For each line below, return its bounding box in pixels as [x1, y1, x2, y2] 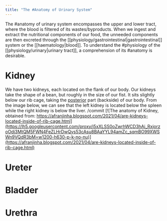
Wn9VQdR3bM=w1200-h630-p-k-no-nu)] [5, 134, 91, 140]
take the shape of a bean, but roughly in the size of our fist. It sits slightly [5, 91, 155, 97]
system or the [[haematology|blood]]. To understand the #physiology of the [5, 42, 161, 48]
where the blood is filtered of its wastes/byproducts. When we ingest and [5, 26, 156, 32]
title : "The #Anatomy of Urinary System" [5, 7, 93, 12]
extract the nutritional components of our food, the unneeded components [5, 31, 158, 37]
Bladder [5, 184, 38, 196]
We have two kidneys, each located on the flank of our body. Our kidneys [5, 86, 156, 92]
